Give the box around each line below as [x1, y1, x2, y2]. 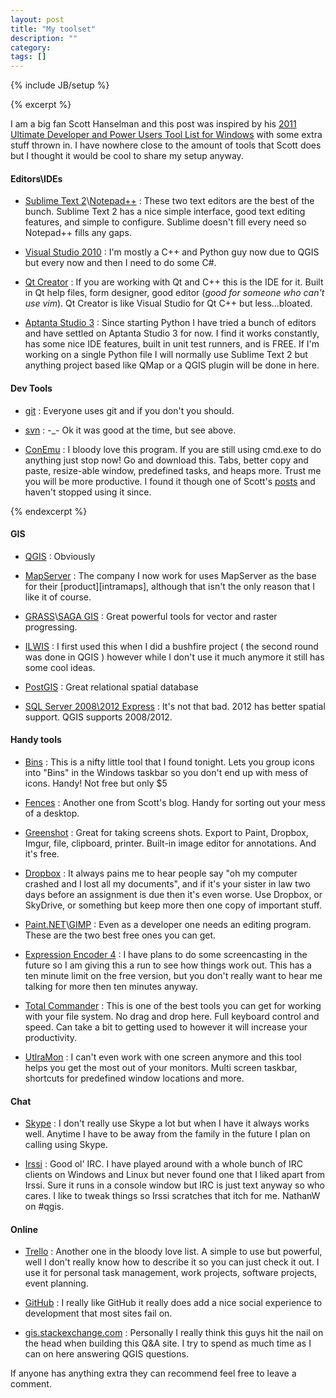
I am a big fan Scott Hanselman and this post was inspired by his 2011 [10, 118, 297, 130]
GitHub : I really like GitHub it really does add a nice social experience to [24, 1297, 323, 1309]
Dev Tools [10, 382, 53, 394]
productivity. [24, 1031, 78, 1043]
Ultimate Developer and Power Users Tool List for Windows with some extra [10, 129, 323, 141]
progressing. [24, 621, 78, 633]
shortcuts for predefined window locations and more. [24, 1072, 245, 1084]
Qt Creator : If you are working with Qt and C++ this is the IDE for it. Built [24, 276, 324, 288]
